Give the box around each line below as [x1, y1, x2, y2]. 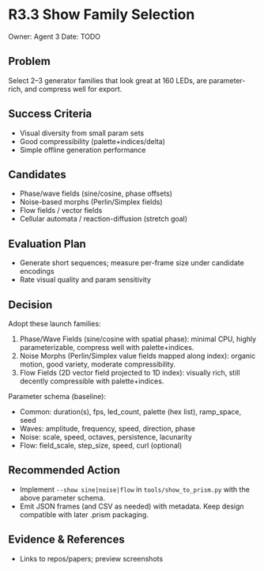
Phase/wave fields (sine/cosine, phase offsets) [19, 188, 172, 199]
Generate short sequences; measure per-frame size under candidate [19, 258, 245, 268]
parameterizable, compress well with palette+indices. [19, 343, 194, 352]
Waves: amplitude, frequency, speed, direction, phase [19, 424, 196, 433]
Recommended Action [8, 463, 121, 477]
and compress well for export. [25, 84, 123, 93]
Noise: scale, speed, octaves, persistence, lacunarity [19, 432, 192, 441]
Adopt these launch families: [8, 319, 101, 328]
